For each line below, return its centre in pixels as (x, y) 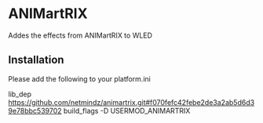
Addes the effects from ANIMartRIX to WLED (80, 35)
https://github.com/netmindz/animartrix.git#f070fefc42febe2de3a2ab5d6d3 (131, 102)
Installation (36, 60)
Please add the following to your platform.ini (79, 78)
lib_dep (20, 94)
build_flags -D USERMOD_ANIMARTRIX (127, 110)
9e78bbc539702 (35, 110)
